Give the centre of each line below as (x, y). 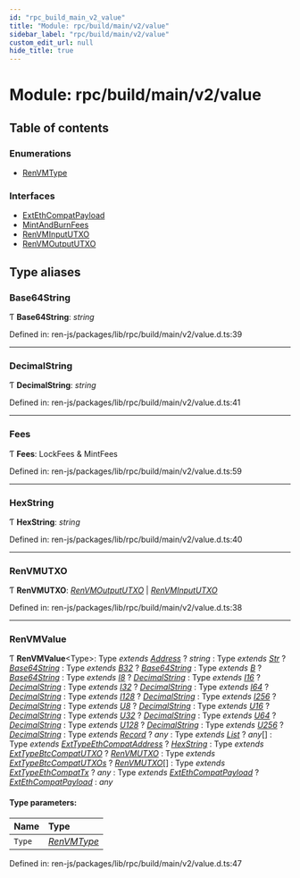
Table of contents (59, 127)
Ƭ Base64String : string (52, 317)
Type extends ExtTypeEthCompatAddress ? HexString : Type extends (137, 744)
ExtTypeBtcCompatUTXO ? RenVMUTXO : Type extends (112, 754)
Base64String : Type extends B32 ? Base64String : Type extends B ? (135, 668)
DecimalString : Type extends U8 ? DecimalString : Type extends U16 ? (140, 706)
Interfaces (32, 196)
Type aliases (45, 272)
